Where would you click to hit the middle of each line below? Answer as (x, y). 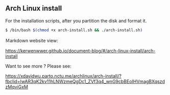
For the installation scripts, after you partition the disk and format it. (76, 20)
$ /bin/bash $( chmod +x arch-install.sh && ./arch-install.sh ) (74, 30)
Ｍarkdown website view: (32, 40)
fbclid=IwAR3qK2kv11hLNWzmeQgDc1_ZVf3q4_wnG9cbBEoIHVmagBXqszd (85, 81)
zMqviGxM (17, 87)
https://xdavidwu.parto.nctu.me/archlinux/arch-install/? (63, 76)
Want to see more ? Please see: (38, 66)
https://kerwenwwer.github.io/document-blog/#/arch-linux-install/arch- (80, 51)
